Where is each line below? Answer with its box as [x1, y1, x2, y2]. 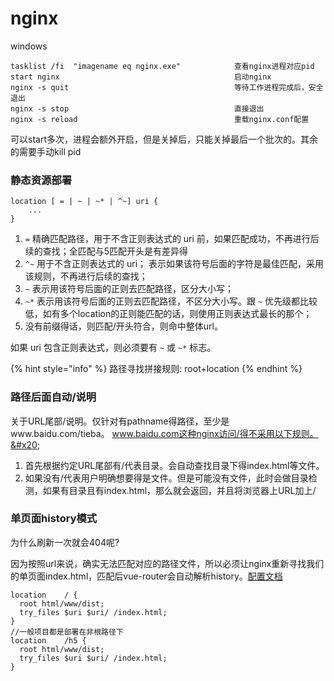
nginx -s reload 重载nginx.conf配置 [10, 114, 310, 124]
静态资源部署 [10, 173, 73, 187]
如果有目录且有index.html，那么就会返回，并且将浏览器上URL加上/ [42, 484, 317, 496]
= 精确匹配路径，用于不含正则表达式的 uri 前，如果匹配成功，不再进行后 [24, 233, 320, 245]
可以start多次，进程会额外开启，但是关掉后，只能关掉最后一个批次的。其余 [10, 133, 318, 145]
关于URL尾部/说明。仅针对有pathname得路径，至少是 [10, 415, 230, 427]
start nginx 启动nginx [10, 72, 272, 82]
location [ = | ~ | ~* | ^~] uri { [10, 197, 159, 207]
